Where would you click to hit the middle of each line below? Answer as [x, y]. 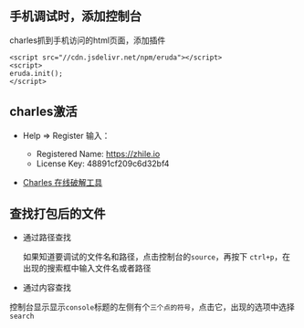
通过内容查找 [47, 288]
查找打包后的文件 [58, 214]
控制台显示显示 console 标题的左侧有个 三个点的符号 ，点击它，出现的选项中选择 [152, 307]
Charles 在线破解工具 [63, 182]
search [22, 317]
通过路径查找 [47, 238]
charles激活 [43, 112]
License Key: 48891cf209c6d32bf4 [103, 164]
